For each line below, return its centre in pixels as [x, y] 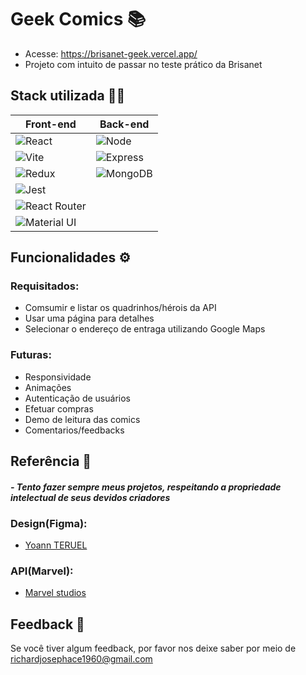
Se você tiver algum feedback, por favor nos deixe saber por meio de [153, 648]
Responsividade [58, 377]
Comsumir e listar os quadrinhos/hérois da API [120, 308]
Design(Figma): [49, 523]
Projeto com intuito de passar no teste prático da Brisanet [143, 64]
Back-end [124, 124]
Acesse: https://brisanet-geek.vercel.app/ [111, 53]
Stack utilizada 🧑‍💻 [68, 96]
